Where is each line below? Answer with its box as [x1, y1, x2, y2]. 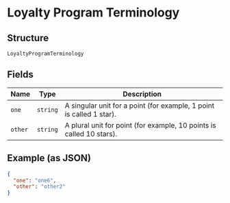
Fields [7, 69, 34, 80]
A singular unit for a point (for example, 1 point [64, 101, 215, 110]
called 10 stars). [64, 129, 118, 139]
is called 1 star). [64, 109, 116, 119]
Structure [7, 32, 49, 44]
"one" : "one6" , [13, 177, 57, 184]
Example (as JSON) [7, 152, 91, 164]
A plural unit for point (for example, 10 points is [64, 120, 217, 130]
